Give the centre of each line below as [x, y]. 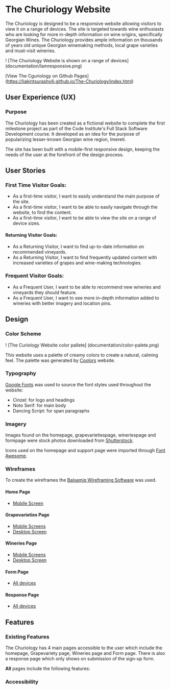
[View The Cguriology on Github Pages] [47, 76]
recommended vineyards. [40, 252]
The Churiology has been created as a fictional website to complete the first [85, 123]
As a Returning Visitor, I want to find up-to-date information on [78, 247]
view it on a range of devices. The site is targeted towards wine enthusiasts [85, 29]
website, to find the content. [42, 212]
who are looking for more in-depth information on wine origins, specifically [84, 34]
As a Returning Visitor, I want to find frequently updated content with [85, 257]
